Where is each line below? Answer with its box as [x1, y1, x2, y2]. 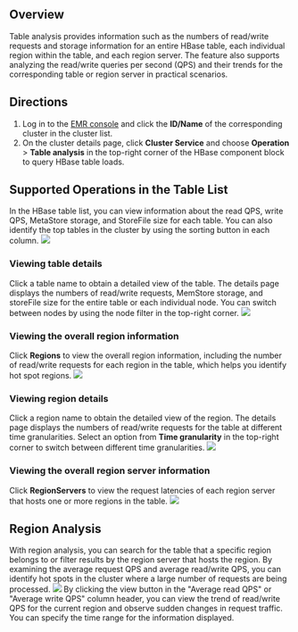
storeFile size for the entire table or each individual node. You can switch [9, 296, 277, 307]
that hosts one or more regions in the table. [9, 495, 168, 506]
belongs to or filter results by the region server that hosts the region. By [9, 554, 273, 565]
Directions [9, 95, 69, 110]
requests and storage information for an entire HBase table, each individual [9, 40, 286, 51]
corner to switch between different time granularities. [9, 442, 205, 453]
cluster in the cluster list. [21, 128, 113, 138]
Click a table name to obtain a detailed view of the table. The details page [9, 278, 279, 288]
